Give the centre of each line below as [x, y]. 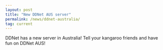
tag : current [19, 24]
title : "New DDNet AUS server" [38, 14]
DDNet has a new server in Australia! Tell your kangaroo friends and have [82, 38]
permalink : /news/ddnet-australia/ [43, 19]
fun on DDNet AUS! [25, 43]
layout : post [19, 10]
